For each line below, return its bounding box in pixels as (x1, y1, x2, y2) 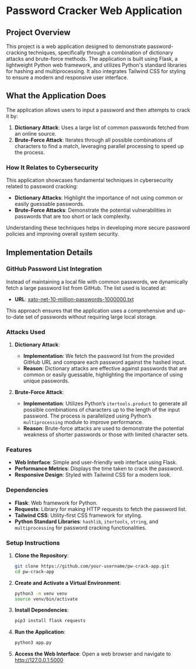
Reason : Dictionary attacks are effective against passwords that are (23, 365, 187, 372)
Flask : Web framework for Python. (14, 499, 98, 506)
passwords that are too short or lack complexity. (14, 213, 132, 220)
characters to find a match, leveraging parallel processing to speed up (14, 142, 184, 150)
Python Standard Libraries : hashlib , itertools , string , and (14, 518, 159, 525)
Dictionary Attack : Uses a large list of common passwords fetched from (14, 124, 189, 131)
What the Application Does (6, 91, 106, 101)
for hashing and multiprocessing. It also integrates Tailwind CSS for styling (6, 68, 186, 74)
